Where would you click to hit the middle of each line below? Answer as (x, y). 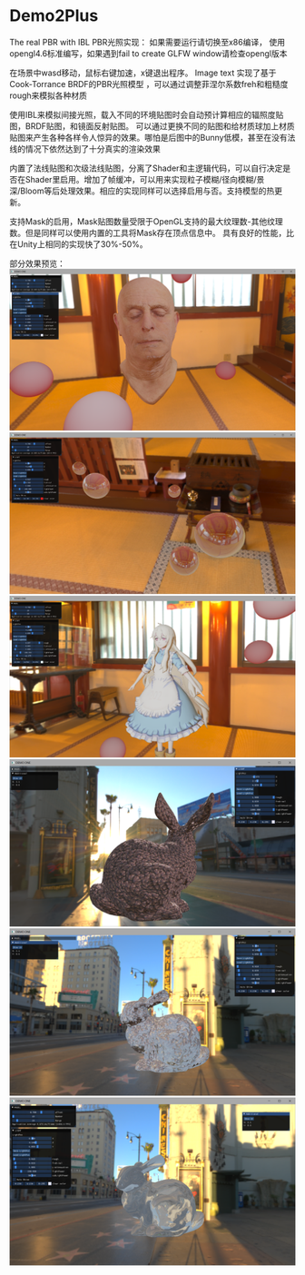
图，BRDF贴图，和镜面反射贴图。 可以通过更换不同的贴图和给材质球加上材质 (152, 126)
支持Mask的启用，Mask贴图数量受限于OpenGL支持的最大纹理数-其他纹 (142, 221)
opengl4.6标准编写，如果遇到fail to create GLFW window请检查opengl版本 (148, 53)
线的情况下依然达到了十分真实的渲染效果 (85, 148)
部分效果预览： (37, 263)
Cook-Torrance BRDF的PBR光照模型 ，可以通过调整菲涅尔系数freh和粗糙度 (149, 84)
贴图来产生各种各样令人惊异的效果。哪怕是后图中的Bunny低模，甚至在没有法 (152, 137)
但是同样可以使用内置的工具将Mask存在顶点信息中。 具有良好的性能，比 (160, 232)
